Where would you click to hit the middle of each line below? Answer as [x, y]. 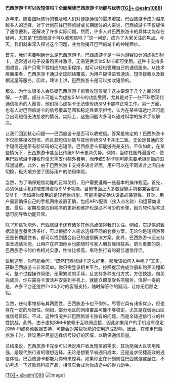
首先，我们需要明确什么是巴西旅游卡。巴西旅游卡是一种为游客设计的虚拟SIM [85, 55]
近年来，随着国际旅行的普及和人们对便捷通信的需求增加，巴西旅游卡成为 [80, 19]
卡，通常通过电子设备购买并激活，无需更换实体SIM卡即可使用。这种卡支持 [82, 61]
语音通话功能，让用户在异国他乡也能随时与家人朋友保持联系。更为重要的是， [85, 244]
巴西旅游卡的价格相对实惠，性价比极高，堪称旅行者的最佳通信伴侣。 [76, 250]
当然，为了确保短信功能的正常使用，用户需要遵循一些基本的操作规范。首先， [85, 182]
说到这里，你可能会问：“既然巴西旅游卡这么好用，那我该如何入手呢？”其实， [85, 261]
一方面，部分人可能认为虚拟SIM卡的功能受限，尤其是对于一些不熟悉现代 [89, 97]
